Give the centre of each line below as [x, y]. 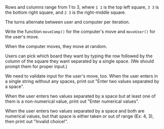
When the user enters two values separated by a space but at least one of [81, 96]
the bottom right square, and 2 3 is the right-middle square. [65, 12]
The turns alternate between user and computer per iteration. [67, 22]
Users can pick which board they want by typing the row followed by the [79, 56]
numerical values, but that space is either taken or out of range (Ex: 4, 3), [80, 116]
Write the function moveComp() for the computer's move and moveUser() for [80, 31]
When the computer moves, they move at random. [56, 46]
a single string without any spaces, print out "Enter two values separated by [82, 81]
